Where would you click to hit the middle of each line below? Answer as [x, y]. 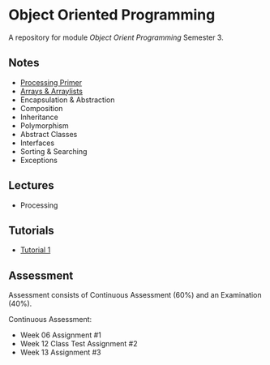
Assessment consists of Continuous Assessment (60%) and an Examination [135, 295]
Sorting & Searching [54, 151]
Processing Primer [51, 82]
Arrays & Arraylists [51, 91]
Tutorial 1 [35, 250]
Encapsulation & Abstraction [67, 100]
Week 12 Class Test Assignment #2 [79, 344]
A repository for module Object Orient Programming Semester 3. [116, 37]
